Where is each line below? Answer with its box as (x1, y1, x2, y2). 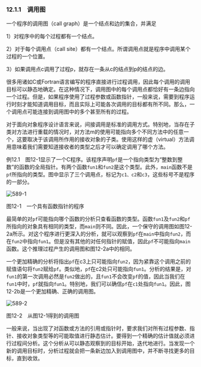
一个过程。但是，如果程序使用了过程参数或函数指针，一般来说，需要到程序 (6, 93, 190, 100)
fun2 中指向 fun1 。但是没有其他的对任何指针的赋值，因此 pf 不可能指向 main (11, 238, 191, 245)
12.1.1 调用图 (6, 5, 46, 13)
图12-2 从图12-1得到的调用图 (6, 312, 80, 319)
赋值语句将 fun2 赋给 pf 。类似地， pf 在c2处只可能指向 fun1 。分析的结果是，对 (6, 265, 191, 273)
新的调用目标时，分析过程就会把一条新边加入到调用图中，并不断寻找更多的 (6, 347, 190, 354)
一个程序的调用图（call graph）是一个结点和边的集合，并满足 (6, 20, 157, 27)
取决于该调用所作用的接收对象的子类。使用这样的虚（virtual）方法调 (26, 136, 194, 143)
